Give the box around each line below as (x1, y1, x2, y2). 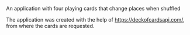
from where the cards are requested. (6, 23, 95, 29)
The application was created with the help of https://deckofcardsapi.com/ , (6, 16, 185, 23)
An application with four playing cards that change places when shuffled (6, 5, 181, 12)
